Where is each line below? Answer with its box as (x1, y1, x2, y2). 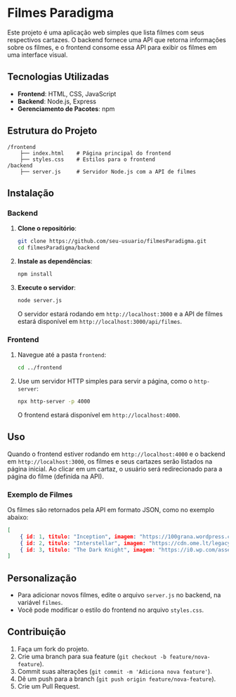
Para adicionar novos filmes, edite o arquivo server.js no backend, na (17, 591, 221, 599)
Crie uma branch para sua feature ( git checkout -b (17, 652, 166, 660)
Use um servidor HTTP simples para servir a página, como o (17, 377, 193, 385)
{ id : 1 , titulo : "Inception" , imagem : (20, 533, 137, 540)
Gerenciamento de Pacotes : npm (17, 104, 115, 113)
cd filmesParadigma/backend (17, 245, 100, 252)
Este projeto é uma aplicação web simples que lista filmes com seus (7, 28, 205, 37)
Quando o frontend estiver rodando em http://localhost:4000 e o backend (7, 450, 226, 458)
